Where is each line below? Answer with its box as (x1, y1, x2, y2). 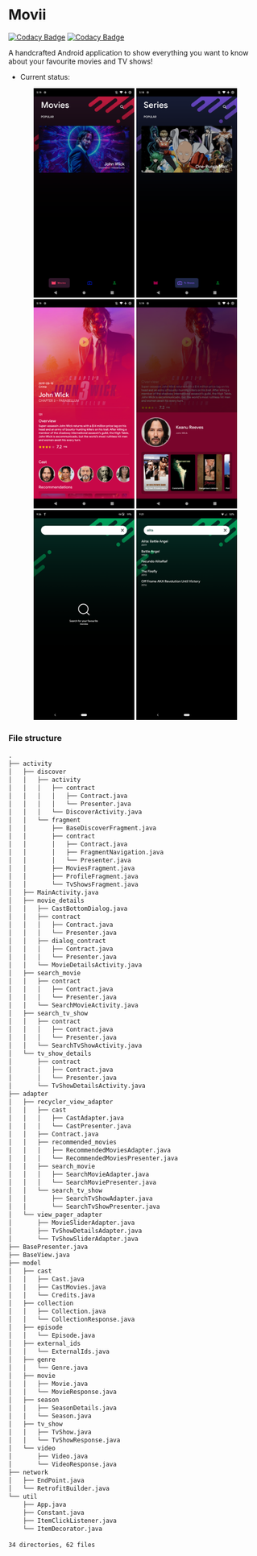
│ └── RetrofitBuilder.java (8, 1484, 110, 1492)
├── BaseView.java (8, 1251, 70, 1259)
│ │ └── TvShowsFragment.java (8, 880, 139, 888)
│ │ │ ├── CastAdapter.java (8, 1114, 125, 1122)
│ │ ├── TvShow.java (8, 1428, 92, 1436)
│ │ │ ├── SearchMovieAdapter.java (8, 1170, 150, 1178)
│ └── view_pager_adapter (8, 1210, 103, 1219)
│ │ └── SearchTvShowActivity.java (8, 1041, 143, 1049)
